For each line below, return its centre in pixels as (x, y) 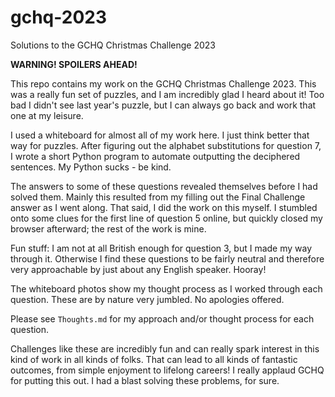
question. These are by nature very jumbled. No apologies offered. (147, 299)
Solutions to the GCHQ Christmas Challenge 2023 (113, 45)
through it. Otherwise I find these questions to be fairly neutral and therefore (167, 258)
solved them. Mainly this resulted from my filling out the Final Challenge (158, 197)
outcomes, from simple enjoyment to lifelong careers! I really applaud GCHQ (167, 370)
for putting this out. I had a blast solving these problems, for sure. (145, 380)
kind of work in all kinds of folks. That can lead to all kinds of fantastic (154, 359)
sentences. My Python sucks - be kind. (91, 167)
